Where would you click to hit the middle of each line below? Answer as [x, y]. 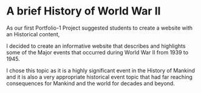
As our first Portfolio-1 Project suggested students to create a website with [100, 28]
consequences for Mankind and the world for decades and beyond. [90, 83]
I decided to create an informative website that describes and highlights [96, 46]
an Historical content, [33, 34]
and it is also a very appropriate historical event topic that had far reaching [100, 77]
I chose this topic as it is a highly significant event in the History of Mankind [101, 70]
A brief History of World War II [83, 11]
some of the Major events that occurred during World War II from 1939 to [97, 52]
